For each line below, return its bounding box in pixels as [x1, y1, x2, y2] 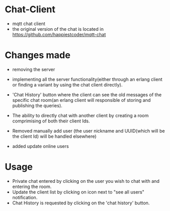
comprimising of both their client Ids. [12, 118, 90, 124]
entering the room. [12, 183, 52, 189]
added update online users [12, 143, 69, 149]
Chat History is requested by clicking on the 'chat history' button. [12, 200, 150, 206]
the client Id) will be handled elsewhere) [12, 133, 97, 139]
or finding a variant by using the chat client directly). [12, 81, 123, 88]
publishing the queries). [12, 102, 62, 109]
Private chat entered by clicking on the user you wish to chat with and [12, 178, 160, 184]
